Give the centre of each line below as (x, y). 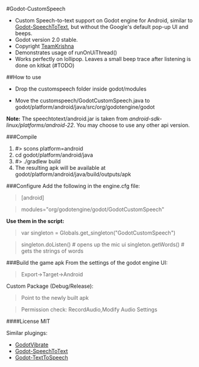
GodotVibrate (32, 345)
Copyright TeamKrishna (44, 46)
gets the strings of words (52, 251)
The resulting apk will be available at (60, 168)
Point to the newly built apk (55, 298)
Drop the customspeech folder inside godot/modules (81, 89)
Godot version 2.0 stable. (46, 40)
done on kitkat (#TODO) (45, 65)
